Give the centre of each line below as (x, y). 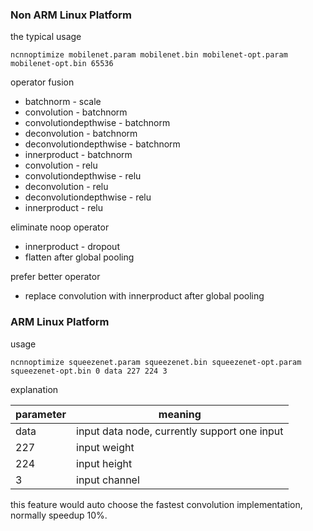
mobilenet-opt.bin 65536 (62, 64)
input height (104, 463)
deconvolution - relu (66, 187)
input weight (105, 447)
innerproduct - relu (63, 208)
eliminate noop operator (60, 227)
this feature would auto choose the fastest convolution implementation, (156, 504)
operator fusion (42, 82)
